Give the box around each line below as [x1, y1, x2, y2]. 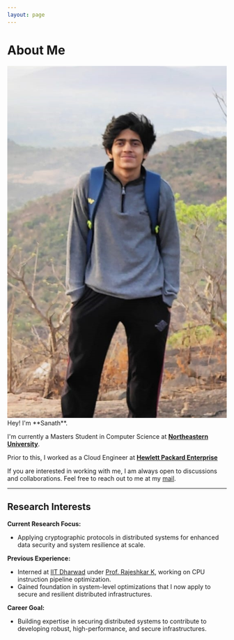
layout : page [7, 11, 45, 18]
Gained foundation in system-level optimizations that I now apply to [17, 582, 211, 590]
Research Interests [7, 501, 91, 513]
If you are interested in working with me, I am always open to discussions [7, 467, 217, 475]
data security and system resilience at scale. [17, 540, 146, 548]
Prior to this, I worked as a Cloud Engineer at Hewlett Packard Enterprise [7, 453, 218, 461]
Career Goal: [7, 603, 45, 611]
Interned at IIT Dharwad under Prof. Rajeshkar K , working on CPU [17, 567, 205, 576]
